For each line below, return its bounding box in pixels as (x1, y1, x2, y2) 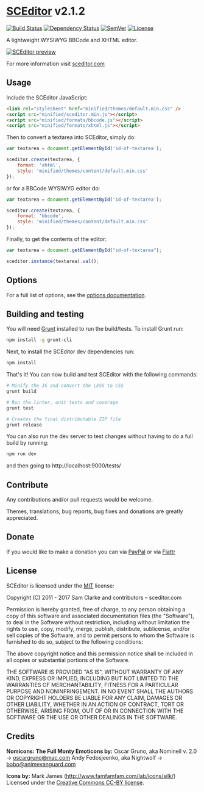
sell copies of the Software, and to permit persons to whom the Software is (6, 632, 195, 639)
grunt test (6, 405, 34, 411)
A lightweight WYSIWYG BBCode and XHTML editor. (6, 36, 138, 43)
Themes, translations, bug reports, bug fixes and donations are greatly (6, 508, 183, 515)
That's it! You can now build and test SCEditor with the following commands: (6, 371, 198, 378)
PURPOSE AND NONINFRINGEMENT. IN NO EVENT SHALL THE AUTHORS (6, 688, 194, 695)
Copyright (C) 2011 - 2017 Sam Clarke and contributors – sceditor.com (6, 594, 182, 601)
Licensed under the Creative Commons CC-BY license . (6, 779, 144, 786)
